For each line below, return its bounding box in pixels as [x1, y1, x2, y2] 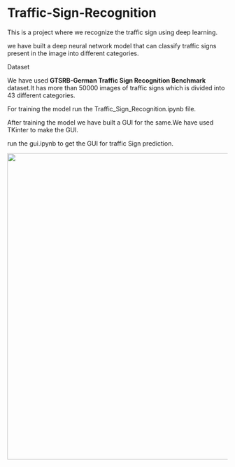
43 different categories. [7, 91, 76, 99]
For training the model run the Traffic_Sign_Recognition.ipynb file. [7, 104, 197, 113]
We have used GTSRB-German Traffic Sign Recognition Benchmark [7, 76, 206, 85]
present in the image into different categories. [7, 49, 139, 57]
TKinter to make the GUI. [7, 125, 79, 134]
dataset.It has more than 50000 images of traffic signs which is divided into [7, 83, 225, 92]
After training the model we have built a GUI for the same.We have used [7, 118, 214, 127]
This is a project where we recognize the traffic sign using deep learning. [7, 28, 218, 36]
